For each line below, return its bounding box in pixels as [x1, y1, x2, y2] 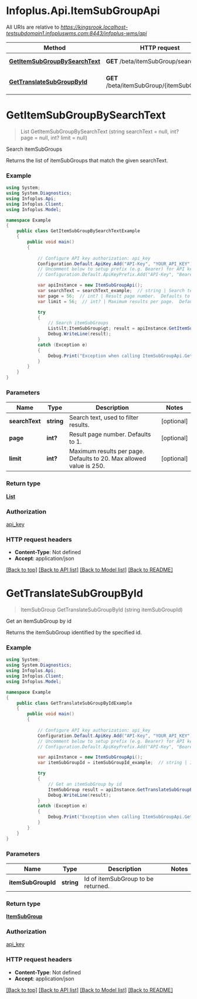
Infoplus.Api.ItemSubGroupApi [6, 4, 160, 18]
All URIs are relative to [6, 23, 60, 30]
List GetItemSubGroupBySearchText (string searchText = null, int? [20, 128, 179, 135]
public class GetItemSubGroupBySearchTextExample [16, 228, 141, 234]
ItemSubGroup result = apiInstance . [47, 787, 138, 793]
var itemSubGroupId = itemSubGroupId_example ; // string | [37, 760, 188, 766]
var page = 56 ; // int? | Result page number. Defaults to [37, 293, 191, 299]
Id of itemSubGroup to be [84, 875, 154, 883]
